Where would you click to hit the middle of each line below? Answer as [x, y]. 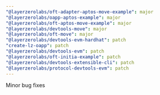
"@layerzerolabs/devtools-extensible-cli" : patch [70, 62]
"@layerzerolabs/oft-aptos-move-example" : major [69, 23]
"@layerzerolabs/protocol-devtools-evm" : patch [67, 68]
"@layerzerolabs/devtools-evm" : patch [55, 51]
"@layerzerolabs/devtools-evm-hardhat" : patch [66, 40]
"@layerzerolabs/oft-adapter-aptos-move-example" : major [80, 12]
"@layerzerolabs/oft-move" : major [50, 34]
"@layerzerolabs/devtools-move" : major [56, 29]
